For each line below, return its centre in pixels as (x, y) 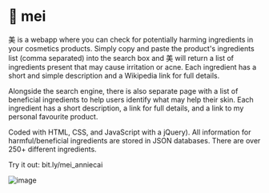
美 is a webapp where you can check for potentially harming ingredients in (131, 39)
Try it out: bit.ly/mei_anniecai (56, 164)
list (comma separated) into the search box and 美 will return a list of (121, 58)
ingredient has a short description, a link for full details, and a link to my (126, 108)
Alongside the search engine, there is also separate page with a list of (123, 90)
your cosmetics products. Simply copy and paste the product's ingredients (131, 48)
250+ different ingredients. (53, 149)
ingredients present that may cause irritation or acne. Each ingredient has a (132, 66)
